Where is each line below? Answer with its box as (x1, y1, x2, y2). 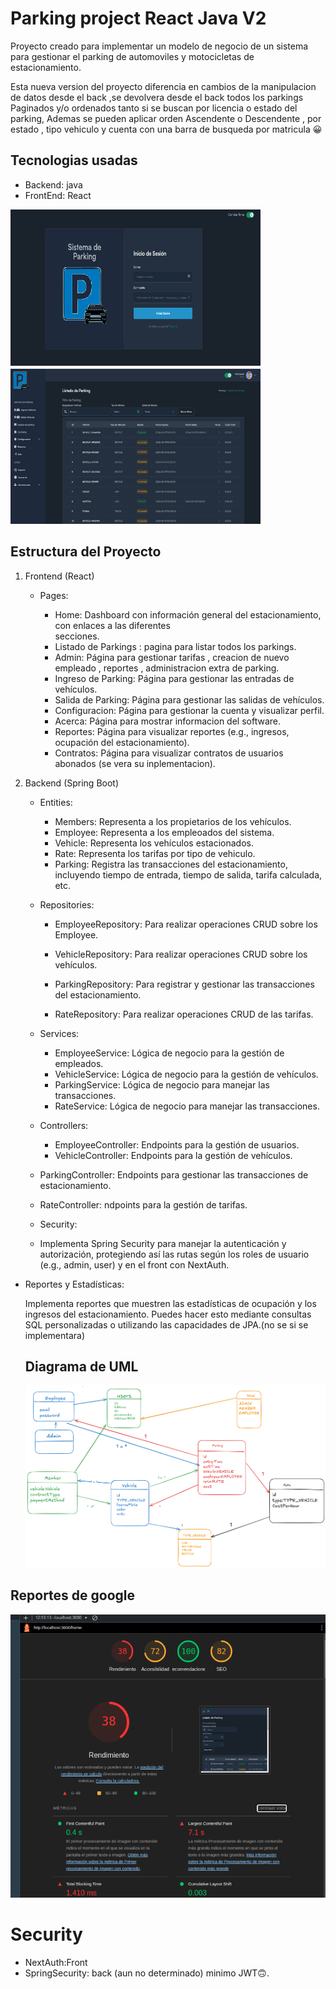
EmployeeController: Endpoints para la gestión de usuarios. (54, 1138, 300, 1151)
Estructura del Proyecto (10, 543, 162, 561)
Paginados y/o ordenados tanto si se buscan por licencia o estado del (10, 102, 298, 114)
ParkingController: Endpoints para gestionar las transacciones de (39, 1168, 309, 1181)
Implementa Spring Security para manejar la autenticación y (39, 1237, 287, 1249)
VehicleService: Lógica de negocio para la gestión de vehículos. (54, 1068, 319, 1080)
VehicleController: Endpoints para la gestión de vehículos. (54, 1149, 293, 1161)
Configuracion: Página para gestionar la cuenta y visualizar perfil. (54, 704, 325, 716)
